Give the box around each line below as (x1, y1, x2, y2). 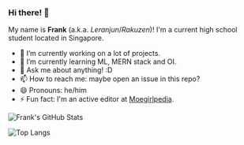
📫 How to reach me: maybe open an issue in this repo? (19, 74, 201, 84)
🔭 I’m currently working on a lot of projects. (19, 49, 160, 58)
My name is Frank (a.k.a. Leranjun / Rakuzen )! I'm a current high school (8, 25, 238, 35)
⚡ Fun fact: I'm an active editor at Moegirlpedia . (19, 95, 175, 104)
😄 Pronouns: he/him (19, 86, 87, 95)
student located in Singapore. (8, 33, 104, 43)
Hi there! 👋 (8, 7, 50, 18)
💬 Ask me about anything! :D (19, 65, 113, 75)
